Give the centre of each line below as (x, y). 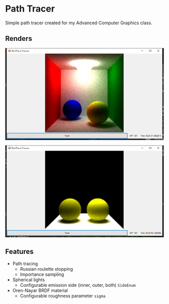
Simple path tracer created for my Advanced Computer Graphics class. (79, 23)
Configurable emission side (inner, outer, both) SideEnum (78, 285)
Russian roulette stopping (47, 269)
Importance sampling (42, 274)
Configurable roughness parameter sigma (63, 295)
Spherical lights (29, 280)
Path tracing (25, 264)
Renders (19, 39)
